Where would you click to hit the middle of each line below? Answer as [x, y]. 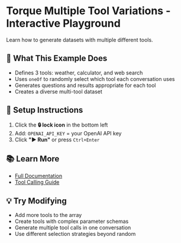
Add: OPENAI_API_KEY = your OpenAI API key [68, 133]
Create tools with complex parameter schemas [72, 221]
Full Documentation [38, 176]
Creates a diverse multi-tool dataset [58, 91]
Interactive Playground [64, 23]
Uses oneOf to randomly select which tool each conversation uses [95, 79]
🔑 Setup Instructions [45, 110]
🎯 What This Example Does [57, 58]
